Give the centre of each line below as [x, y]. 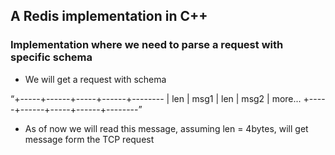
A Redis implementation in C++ [109, 16]
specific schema [51, 57]
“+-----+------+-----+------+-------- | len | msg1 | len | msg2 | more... [156, 98]
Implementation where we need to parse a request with [147, 45]
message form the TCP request [89, 139]
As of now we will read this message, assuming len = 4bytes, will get [166, 128]
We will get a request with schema [95, 79]
